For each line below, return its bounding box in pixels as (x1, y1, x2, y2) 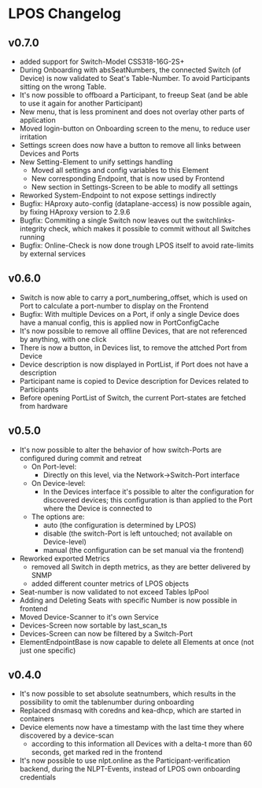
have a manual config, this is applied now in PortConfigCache (19, 318, 220, 327)
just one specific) (19, 646, 76, 655)
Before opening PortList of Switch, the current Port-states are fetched (19, 392, 246, 402)
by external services (19, 249, 87, 258)
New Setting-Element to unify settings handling (19, 157, 173, 166)
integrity (19, 224, 47, 233)
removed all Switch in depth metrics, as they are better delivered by (31, 562, 251, 571)
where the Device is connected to (42, 503, 153, 513)
